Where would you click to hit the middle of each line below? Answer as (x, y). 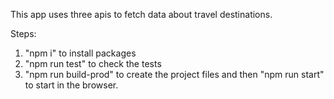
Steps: (23, 33)
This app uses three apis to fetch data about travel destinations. (141, 14)
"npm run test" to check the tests (93, 63)
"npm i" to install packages (80, 53)
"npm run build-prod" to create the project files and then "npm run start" (174, 74)
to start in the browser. (71, 85)
